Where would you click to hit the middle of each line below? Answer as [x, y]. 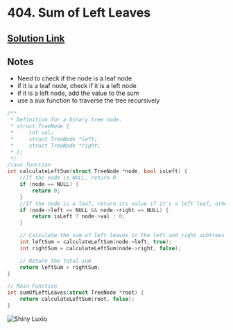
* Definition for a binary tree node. [66, 120]
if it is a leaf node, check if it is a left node [77, 86]
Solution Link [36, 38]
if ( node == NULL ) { [49, 184]
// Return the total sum [55, 261]
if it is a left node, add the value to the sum [78, 93]
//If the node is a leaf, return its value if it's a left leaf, [116, 203]
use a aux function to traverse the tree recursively [88, 101]
